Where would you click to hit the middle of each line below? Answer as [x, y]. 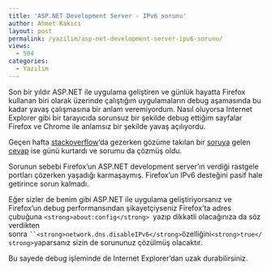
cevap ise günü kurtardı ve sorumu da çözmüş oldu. [95, 150]
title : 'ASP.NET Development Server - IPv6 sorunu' [97, 16]
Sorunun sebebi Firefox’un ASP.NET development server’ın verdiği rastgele [134, 166]
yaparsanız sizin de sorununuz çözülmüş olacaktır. [118, 242]
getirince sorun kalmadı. [49, 183]
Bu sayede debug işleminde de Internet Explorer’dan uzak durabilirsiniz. [128, 258]
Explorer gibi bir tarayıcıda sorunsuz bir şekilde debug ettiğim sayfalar [125, 118]
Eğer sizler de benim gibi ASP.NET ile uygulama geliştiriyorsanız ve [120, 199]
